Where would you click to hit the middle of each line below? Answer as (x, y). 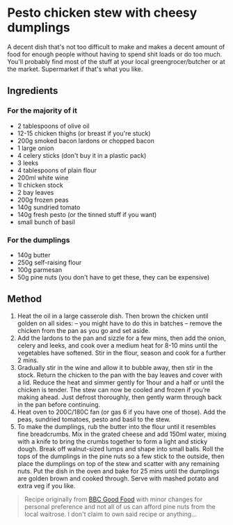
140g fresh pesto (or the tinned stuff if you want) (87, 214)
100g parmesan (40, 270)
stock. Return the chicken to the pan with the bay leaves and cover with (120, 375)
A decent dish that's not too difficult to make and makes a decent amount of (116, 47)
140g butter (34, 255)
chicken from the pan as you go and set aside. (84, 330)
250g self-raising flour (49, 262)
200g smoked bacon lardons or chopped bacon (86, 140)
